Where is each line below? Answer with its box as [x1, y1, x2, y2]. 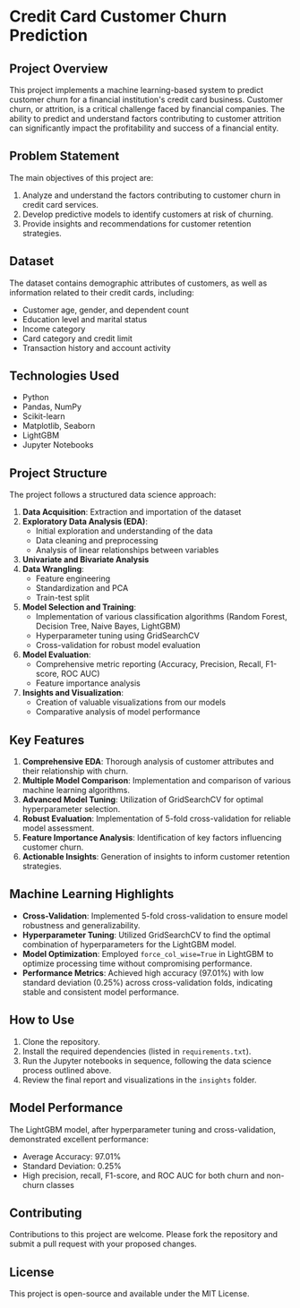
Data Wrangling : [21, 564, 85, 575]
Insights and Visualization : [21, 688, 124, 698]
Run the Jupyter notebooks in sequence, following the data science [21, 1055, 271, 1066]
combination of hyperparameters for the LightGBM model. [21, 938, 237, 950]
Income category [21, 323, 86, 334]
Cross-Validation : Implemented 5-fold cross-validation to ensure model [21, 910, 288, 921]
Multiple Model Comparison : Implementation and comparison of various [21, 775, 291, 786]
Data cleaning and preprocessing [35, 535, 159, 546]
